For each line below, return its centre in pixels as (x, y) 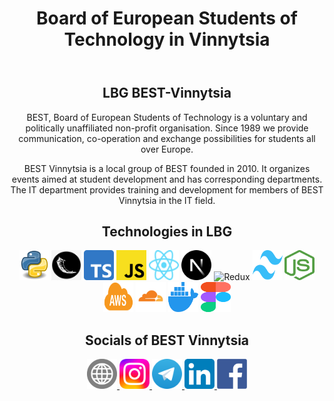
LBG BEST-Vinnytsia (167, 93)
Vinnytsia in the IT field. (167, 200)
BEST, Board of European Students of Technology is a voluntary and (167, 117)
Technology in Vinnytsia (167, 39)
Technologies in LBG (167, 231)
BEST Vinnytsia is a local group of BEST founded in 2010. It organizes (167, 168)
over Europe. (167, 149)
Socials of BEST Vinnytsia (167, 340)
